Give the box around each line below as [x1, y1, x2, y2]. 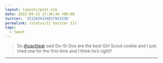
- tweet [9, 30, 25, 34]
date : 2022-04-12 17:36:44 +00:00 [5, 12, 75, 16]
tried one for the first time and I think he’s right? [16, 48, 112, 54]
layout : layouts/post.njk [5, 7, 57, 12]
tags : [5, 25, 16, 30]
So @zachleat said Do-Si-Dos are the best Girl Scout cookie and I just [16, 43, 157, 48]
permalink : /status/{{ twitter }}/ [5, 20, 77, 26]
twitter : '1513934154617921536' [5, 16, 70, 21]
